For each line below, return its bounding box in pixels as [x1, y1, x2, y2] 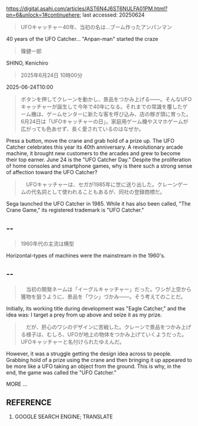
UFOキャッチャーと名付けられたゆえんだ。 [20, 338, 125, 345]
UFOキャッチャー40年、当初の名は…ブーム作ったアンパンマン [20, 24, 173, 30]
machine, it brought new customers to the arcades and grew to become [6, 150, 181, 156]
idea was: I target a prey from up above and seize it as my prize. [6, 311, 163, 318]
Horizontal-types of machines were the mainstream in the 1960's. [6, 252, 165, 259]
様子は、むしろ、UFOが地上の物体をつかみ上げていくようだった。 [25, 331, 187, 338]
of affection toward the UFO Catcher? [6, 169, 98, 175]
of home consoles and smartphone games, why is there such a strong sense [6, 162, 193, 169]
